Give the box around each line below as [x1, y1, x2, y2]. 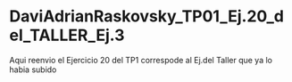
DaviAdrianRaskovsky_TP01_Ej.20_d [9, 6, 284, 27]
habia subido [9, 64, 57, 75]
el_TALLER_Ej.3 [9, 25, 125, 45]
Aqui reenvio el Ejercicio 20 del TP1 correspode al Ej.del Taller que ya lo [9, 54, 273, 65]
